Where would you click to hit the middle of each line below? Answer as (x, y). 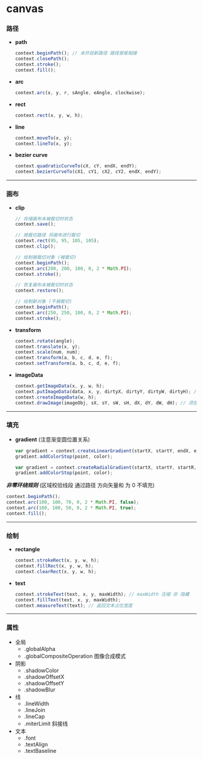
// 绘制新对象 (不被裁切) (43, 302)
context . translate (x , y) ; (47, 347)
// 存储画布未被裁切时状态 (44, 219)
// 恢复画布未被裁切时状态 (44, 285)
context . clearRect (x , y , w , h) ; (56, 572)
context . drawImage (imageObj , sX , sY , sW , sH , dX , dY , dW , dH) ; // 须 (104, 403)
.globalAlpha (40, 649)
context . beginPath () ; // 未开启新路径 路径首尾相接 (76, 53)
